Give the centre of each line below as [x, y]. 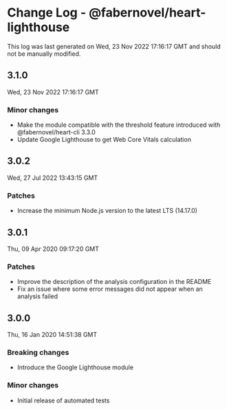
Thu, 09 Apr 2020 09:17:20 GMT [53, 249]
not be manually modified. [44, 54]
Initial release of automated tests [63, 400]
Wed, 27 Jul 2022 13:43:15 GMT [53, 178]
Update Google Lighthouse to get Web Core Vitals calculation [104, 140]
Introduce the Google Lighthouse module [75, 367]
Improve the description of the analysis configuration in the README [114, 282]
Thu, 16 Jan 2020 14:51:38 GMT [52, 335]
